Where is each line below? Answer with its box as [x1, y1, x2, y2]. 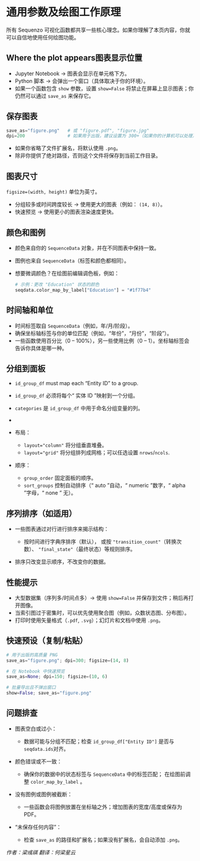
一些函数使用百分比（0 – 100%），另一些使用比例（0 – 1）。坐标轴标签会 [14, 337, 190, 344]
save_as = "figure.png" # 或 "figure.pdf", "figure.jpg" [6, 128, 150, 134]
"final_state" [38, 547, 73, 553]
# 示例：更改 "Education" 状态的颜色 [14, 281, 100, 287]
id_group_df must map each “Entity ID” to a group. [14, 380, 139, 387]
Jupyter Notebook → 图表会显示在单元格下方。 [14, 70, 130, 77]
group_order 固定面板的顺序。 [23, 475, 97, 482]
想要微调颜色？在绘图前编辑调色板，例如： [14, 270, 120, 277]
